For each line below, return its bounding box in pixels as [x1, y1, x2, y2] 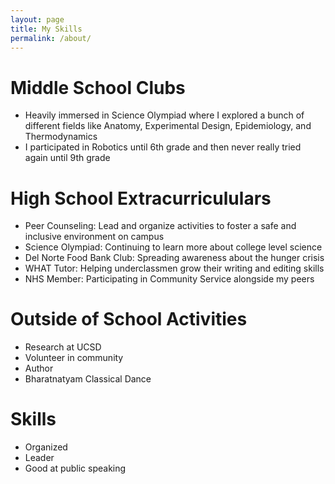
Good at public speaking [24, 462, 127, 475]
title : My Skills [10, 24, 83, 34]
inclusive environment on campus [24, 231, 165, 243]
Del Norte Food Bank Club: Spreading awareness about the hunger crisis [24, 252, 325, 264]
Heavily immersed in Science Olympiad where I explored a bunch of [24, 109, 305, 121]
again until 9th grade [24, 152, 111, 164]
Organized [24, 441, 68, 453]
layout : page [10, 14, 65, 25]
